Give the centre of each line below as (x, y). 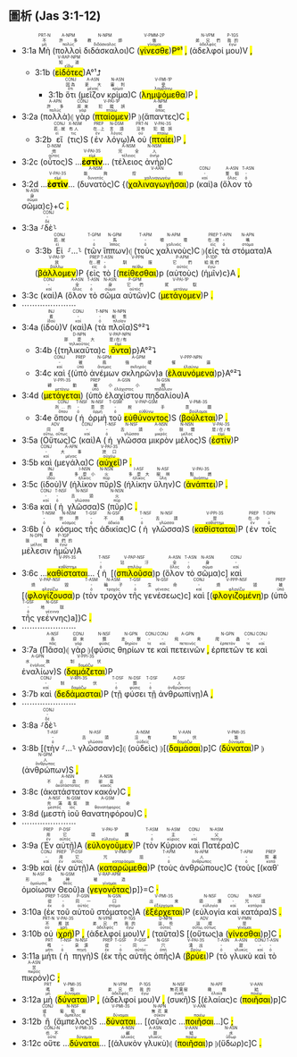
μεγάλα (71, 462)
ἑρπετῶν (228, 649)
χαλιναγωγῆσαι (157, 184)
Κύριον (173, 845)
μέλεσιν (36, 550)
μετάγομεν (181, 295)
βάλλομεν (57, 273)
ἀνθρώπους (202, 867)
